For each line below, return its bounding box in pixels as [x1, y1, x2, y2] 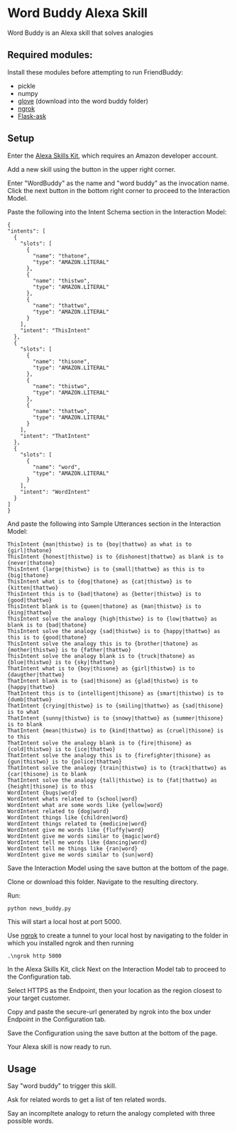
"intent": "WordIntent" [20, 488, 91, 495]
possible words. [7, 1116, 54, 1126]
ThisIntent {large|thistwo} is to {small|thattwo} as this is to [7, 566, 204, 573]
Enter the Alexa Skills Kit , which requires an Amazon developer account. [7, 151, 219, 160]
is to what [7, 708, 40, 715]
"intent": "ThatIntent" [20, 432, 91, 439]
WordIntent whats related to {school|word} [7, 795, 138, 803]
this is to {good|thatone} [7, 634, 87, 641]
